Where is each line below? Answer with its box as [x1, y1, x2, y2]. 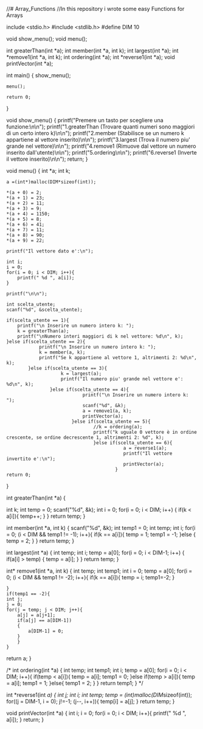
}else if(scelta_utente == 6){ [93, 440, 173, 446]
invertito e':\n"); [6, 456, 56, 462]
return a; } [6, 655, 32, 662]
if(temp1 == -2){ [6, 591, 50, 597]
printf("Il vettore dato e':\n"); [6, 248, 94, 254]
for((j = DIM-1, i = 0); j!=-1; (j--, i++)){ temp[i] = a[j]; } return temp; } [6, 698, 175, 705]
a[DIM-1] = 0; [28, 628, 64, 634]
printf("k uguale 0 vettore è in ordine [93, 429, 198, 435]
